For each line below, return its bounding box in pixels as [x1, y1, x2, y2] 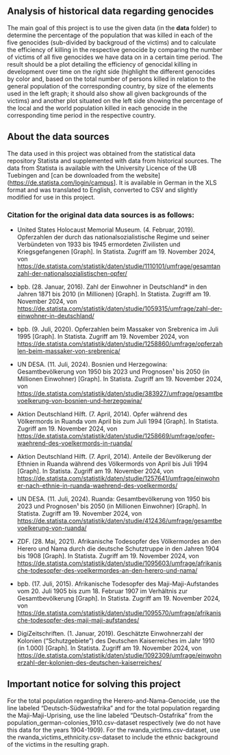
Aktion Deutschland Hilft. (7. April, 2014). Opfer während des [16, 409, 188, 418]
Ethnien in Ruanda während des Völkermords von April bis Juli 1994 [16, 459, 208, 468]
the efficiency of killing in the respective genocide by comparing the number [7, 45, 222, 53]
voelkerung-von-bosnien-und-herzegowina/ [16, 396, 142, 405]
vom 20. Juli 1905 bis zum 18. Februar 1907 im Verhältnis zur [16, 586, 188, 595]
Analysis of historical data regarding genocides [7, 5, 214, 17]
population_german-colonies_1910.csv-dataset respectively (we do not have [7, 718, 221, 726]
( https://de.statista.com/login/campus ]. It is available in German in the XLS [7, 178, 217, 187]
